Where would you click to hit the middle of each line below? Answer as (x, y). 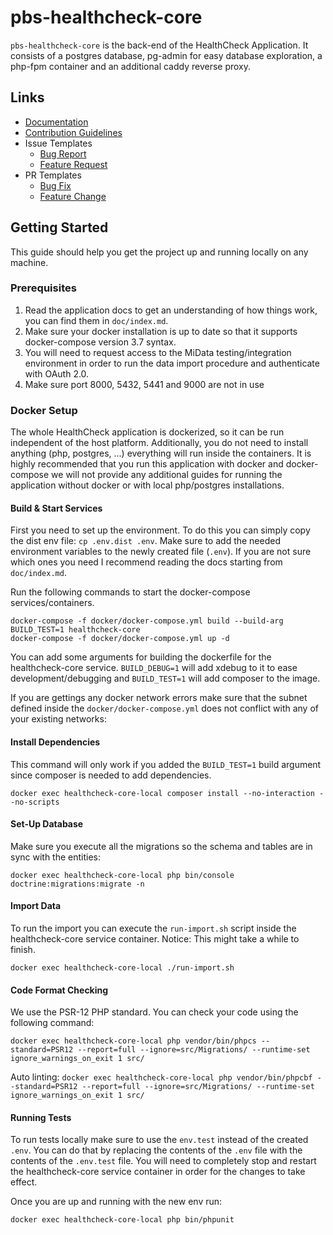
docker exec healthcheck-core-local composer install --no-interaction (162, 793)
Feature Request (73, 164)
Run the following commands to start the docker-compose (130, 592)
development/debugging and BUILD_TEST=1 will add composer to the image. (165, 678)
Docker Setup (44, 410)
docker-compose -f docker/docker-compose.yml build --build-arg (147, 621)
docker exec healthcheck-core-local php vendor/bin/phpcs (133, 1041)
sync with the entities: (56, 857)
